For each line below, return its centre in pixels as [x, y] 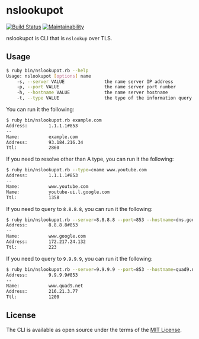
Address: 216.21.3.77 [42, 292]
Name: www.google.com [46, 236]
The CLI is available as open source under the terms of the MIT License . [94, 330]
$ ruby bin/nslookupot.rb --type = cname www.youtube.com [76, 170]
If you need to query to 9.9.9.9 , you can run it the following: [79, 258]
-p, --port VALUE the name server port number [97, 87]
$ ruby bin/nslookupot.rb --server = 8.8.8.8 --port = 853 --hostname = [91, 220]
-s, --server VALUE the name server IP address [95, 81]
